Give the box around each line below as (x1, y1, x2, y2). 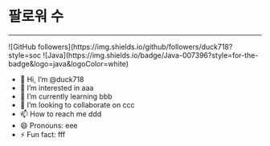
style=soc (8, 50, 42, 60)
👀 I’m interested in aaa (19, 83, 94, 92)
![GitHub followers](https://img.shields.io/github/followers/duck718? (8, 42, 233, 51)
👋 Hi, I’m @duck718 (19, 74, 84, 84)
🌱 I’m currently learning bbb (19, 91, 112, 101)
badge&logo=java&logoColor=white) (8, 59, 129, 68)
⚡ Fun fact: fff (19, 129, 66, 139)
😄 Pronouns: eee (19, 120, 78, 130)
